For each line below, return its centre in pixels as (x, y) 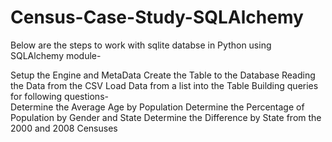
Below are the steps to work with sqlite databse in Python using (141, 45)
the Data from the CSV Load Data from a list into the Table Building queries (164, 85)
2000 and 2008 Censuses (64, 128)
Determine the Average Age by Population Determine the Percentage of (157, 107)
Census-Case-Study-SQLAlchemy (157, 17)
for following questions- (59, 96)
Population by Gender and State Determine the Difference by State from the (166, 117)
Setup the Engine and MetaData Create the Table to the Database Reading (163, 75)
